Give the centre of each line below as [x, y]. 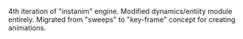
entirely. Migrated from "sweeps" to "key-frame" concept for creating [122, 19]
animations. [27, 28]
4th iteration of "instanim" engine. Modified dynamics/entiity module [120, 11]
